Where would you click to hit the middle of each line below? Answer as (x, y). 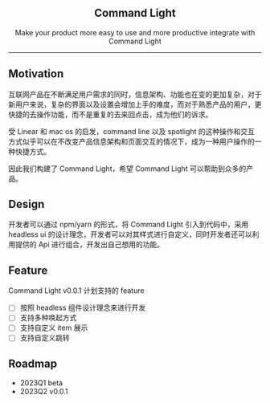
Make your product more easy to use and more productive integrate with (135, 32)
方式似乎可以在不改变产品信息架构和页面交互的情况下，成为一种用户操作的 (131, 141)
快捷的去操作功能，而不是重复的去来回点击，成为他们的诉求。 (110, 114)
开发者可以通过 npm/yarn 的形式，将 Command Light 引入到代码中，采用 (129, 225)
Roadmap (33, 363)
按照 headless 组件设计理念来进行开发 (83, 307)
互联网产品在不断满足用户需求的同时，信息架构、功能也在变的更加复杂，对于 (135, 94)
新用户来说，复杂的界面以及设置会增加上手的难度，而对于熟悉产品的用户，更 (135, 104)
